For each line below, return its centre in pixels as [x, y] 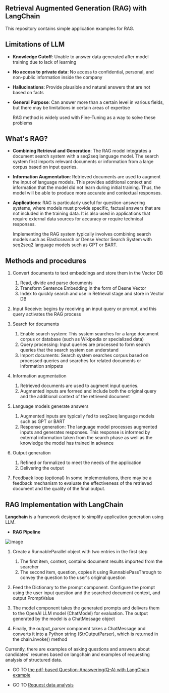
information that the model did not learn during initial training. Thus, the [87, 187]
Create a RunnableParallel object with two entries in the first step [80, 552]
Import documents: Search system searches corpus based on [84, 355]
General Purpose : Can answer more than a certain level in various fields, [88, 102]
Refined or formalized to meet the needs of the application [81, 463]
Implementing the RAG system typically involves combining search [82, 234]
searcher [29, 567]
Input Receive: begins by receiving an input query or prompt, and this [84, 309]
